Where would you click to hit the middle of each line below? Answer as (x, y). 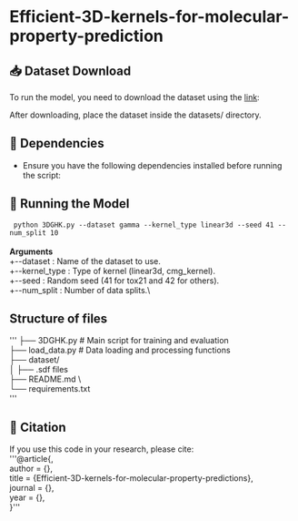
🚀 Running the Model (70, 204)
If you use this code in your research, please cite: (102, 449)
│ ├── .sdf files (39, 370)
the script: (42, 175)
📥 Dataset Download (70, 71)
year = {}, (27, 497)
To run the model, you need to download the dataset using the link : (135, 97)
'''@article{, (31, 459)
